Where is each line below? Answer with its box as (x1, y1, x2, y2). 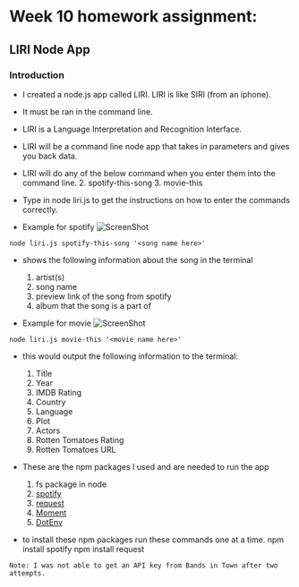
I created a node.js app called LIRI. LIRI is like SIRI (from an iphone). (21, 89, 271, 99)
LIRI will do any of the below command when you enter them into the (21, 167, 276, 178)
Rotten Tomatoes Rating (35, 434, 124, 445)
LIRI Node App (9, 42, 91, 57)
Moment (35, 507, 67, 518)
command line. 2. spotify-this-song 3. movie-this (21, 177, 203, 188)
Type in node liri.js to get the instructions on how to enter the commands (21, 194, 291, 205)
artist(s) (35, 271, 65, 283)
